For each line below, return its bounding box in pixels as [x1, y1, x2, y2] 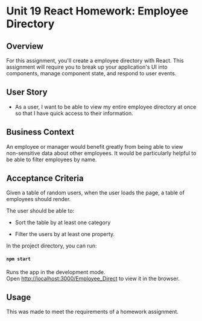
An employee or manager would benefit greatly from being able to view [6, 143, 183, 150]
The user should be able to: [6, 207, 75, 214]
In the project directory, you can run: [6, 242, 97, 249]
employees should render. [6, 196, 71, 203]
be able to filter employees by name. [6, 155, 97, 163]
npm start [6, 256, 31, 263]
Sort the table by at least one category [14, 219, 111, 226]
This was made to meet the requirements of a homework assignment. [6, 308, 179, 316]
